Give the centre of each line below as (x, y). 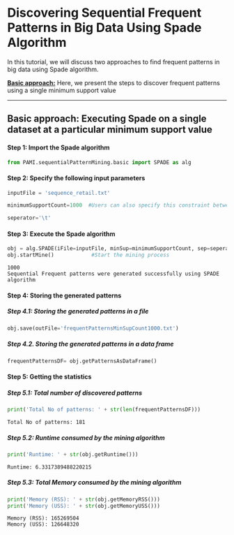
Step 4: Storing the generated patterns (64, 295)
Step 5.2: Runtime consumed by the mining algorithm (86, 437)
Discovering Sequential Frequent (104, 13)
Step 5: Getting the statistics (49, 377)
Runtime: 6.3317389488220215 (49, 467)
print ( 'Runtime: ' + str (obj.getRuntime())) (73, 454)
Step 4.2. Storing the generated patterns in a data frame (91, 344)
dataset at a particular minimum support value (110, 130)
